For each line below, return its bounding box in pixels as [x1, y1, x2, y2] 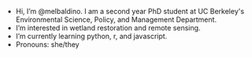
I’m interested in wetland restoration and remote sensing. [15, 23, 201, 32]
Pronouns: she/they [15, 40, 80, 49]
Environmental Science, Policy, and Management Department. [15, 15, 217, 24]
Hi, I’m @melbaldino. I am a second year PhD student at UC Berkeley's [15, 7, 245, 16]
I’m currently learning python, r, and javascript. [15, 31, 168, 41]
